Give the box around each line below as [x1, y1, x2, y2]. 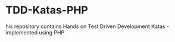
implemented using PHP [5, 29, 65, 36]
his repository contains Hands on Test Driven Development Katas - [5, 23, 170, 30]
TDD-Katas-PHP [5, 3, 89, 17]
